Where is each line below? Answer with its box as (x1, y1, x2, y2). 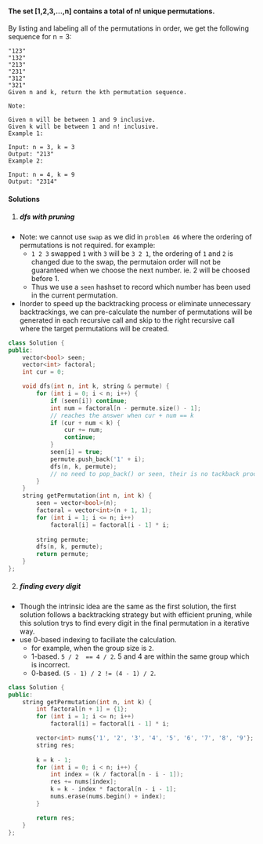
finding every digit (19, 582, 81, 591)
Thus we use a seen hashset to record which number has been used (31, 282, 250, 291)
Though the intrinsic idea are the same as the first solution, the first (19, 601, 236, 611)
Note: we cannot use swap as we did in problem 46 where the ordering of (19, 232, 252, 241)
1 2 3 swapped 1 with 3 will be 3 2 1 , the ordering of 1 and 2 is (31, 248, 233, 258)
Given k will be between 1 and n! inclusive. (8, 122, 159, 131)
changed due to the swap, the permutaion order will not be (31, 257, 222, 266)
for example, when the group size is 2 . (31, 643, 154, 652)
